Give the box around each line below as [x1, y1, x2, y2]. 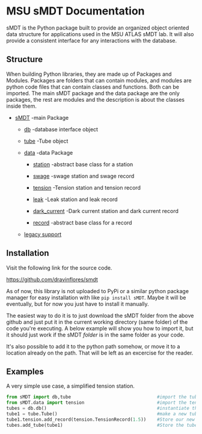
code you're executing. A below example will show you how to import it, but [6, 324, 194, 332]
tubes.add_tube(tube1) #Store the [6, 422, 185, 428]
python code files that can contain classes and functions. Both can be [6, 83, 179, 90]
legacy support [23, 231, 62, 238]
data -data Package [23, 149, 73, 156]
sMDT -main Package [14, 114, 69, 121]
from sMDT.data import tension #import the [6, 400, 187, 406]
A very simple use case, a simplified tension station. [6, 382, 135, 389]
